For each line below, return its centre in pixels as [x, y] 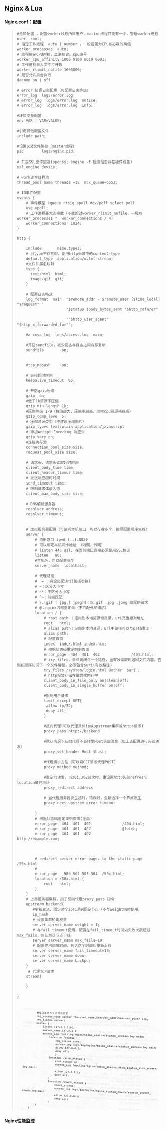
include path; [31, 136]
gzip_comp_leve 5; [46, 416]
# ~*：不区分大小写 [53, 592]
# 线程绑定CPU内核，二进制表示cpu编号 [52, 54]
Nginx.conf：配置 [23, 22]
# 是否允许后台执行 [34, 75]
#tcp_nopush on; [47, 365]
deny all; [56, 711]
